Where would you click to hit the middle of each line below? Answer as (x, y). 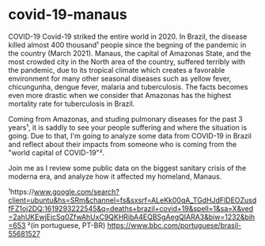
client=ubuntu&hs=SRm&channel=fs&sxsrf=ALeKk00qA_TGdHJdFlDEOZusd (132, 200)
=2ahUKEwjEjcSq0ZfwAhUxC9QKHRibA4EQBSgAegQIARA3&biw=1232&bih (132, 217)
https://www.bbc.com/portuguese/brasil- (174, 225)
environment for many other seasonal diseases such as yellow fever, (120, 78)
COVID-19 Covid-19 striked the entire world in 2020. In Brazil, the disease (128, 36)
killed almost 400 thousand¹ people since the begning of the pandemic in (127, 44)
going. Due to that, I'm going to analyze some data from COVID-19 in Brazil (130, 135)
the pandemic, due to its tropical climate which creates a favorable (117, 70)
